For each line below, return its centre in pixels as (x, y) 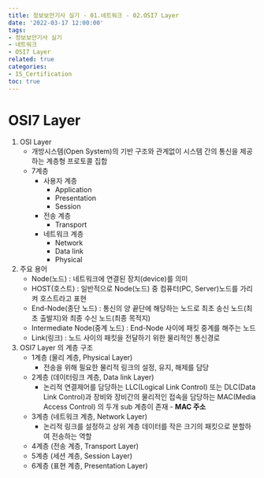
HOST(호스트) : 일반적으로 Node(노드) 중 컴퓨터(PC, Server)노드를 (135, 289)
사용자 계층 (60, 181)
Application (73, 190)
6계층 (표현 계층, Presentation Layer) (89, 466)
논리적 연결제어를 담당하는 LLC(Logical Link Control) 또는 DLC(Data (149, 387)
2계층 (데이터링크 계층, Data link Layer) (93, 377)
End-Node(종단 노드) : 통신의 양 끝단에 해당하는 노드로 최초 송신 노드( (139, 309)
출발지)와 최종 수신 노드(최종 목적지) (95, 318)
